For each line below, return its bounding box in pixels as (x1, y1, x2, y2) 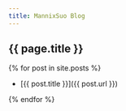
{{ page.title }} (8, 42, 84, 56)
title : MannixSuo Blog (8, 11, 85, 20)
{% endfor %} (8, 95, 55, 105)
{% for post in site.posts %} (8, 63, 102, 73)
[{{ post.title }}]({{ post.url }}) (20, 79, 118, 89)
